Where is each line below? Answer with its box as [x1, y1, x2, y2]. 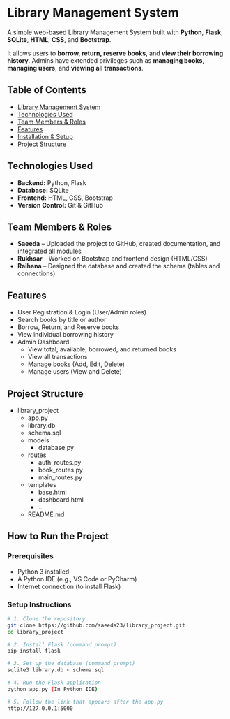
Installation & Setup [17, 132, 73, 140]
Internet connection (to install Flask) [17, 582, 121, 590]
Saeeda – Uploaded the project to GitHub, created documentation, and [17, 240, 221, 248]
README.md [27, 510, 65, 518]
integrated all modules [17, 247, 82, 256]
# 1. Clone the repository [7, 615, 86, 623]
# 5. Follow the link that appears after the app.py [7, 698, 164, 705]
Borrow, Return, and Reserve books [17, 323, 120, 331]
